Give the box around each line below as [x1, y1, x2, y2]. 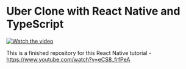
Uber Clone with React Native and [6, 4, 181, 18]
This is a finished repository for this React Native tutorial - [6, 49, 151, 56]
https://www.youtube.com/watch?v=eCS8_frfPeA [6, 56, 131, 63]
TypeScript [6, 17, 64, 31]
